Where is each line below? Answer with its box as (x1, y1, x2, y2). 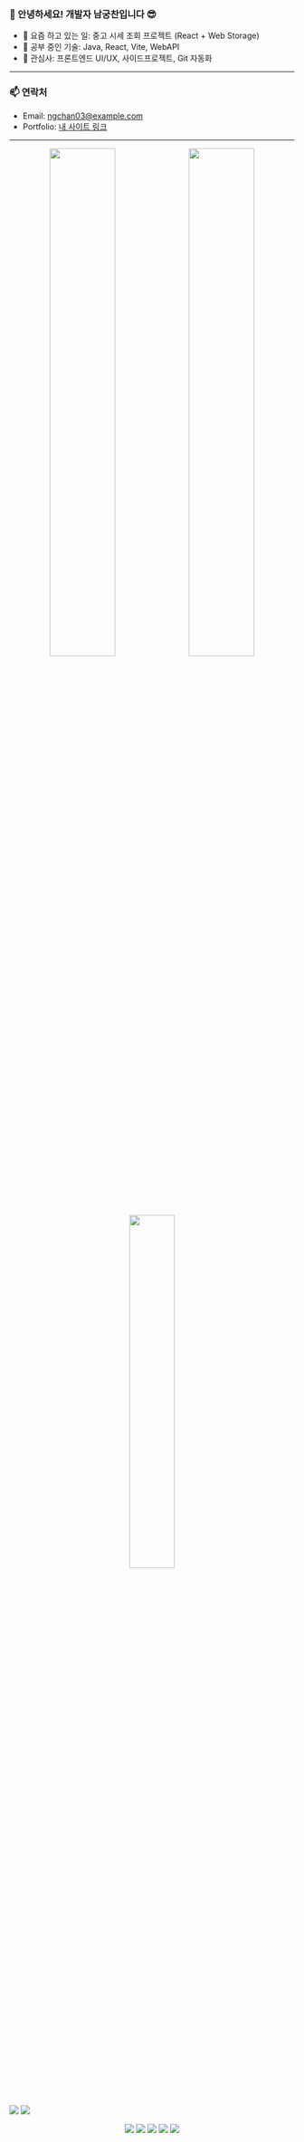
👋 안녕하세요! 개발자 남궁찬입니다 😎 (9, 7, 157, 20)
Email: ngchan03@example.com (22, 110, 143, 121)
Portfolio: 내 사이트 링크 (22, 120, 108, 132)
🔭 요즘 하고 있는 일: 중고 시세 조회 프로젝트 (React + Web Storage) (22, 30, 260, 42)
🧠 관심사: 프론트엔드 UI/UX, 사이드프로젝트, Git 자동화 (22, 52, 213, 64)
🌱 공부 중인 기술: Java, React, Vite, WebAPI (22, 42, 180, 52)
